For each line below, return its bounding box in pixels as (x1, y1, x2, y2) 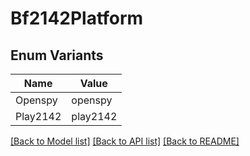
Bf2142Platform (10, 7, 144, 30)
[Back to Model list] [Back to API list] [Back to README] (10, 135, 240, 147)
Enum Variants (10, 47, 104, 64)
